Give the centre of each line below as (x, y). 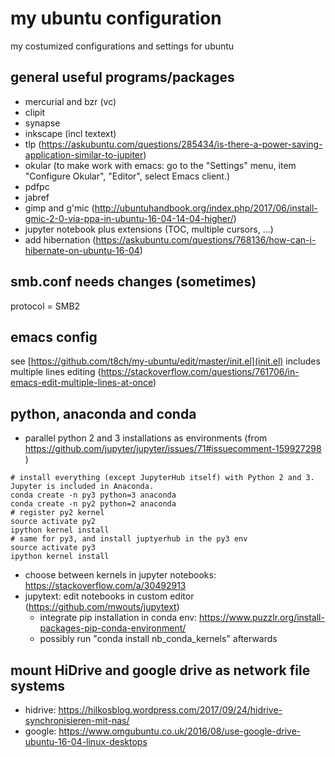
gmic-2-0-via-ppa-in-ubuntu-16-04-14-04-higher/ (129, 218)
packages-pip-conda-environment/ (113, 628)
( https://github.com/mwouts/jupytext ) (102, 607)
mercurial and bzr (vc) (70, 101)
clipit (35, 112)
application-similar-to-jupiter (84, 154)
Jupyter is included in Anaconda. (82, 487)
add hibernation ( (60, 239)
